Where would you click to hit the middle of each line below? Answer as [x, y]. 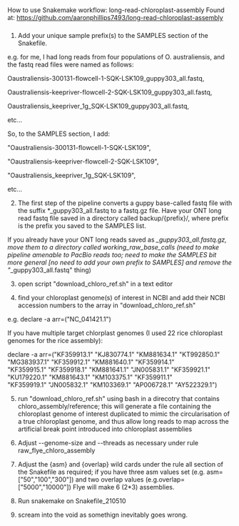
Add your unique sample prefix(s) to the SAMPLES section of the [113, 35]
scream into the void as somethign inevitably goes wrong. [102, 515]
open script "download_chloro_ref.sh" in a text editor [95, 284]
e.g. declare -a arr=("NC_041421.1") [60, 319]
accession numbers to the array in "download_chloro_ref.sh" [107, 305]
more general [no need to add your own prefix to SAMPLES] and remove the [119, 262]
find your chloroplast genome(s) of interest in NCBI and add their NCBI [122, 297]
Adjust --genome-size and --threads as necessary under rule [108, 442]
